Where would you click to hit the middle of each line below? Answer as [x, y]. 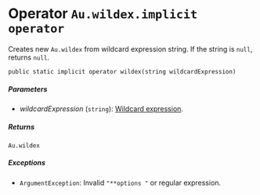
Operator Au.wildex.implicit [103, 14]
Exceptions [27, 163]
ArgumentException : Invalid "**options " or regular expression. [120, 182]
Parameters [28, 89]
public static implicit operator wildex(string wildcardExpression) [122, 71]
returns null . [29, 57]
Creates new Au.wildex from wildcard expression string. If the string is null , [130, 49]
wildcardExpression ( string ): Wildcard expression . [101, 108]
